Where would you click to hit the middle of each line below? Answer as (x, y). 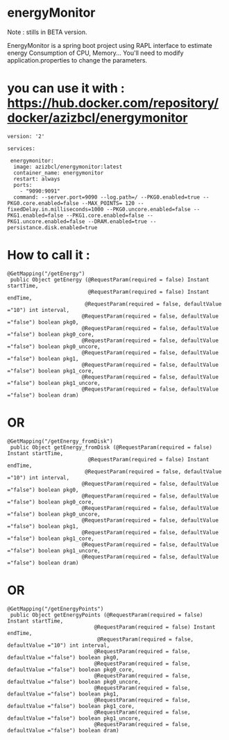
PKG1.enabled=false (35, 215)
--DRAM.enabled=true (118, 221)
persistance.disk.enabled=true (52, 227)
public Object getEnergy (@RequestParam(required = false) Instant (110, 279)
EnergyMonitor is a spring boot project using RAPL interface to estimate (110, 45)
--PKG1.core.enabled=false (105, 215)
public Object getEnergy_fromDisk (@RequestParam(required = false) (111, 447)
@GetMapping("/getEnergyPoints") (56, 609)
